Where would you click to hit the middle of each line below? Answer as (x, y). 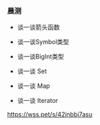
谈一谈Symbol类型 (43, 42)
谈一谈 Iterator (38, 101)
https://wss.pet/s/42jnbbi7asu (50, 115)
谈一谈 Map (33, 86)
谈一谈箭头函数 (38, 27)
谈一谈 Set (32, 71)
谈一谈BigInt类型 (40, 57)
